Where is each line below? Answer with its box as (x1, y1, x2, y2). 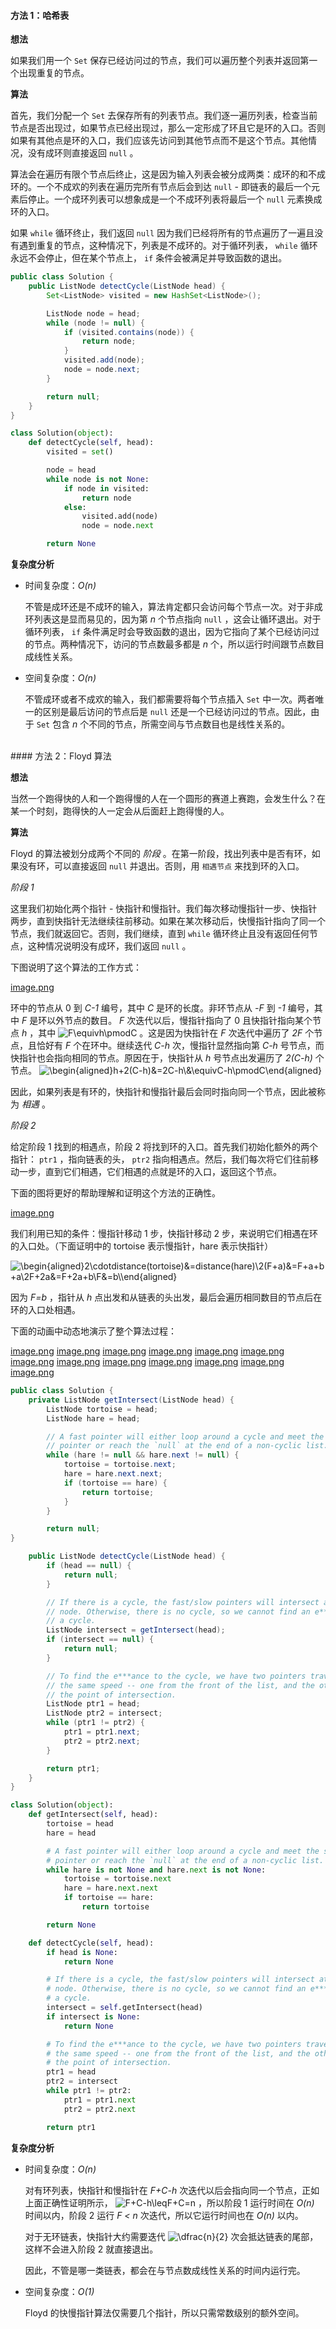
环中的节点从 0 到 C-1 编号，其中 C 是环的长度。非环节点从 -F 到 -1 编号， (10, 1002, 315, 1014)
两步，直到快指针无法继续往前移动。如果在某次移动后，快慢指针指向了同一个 (10, 915, 326, 927)
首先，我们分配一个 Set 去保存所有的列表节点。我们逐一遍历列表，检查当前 (10, 110, 318, 122)
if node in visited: (63, 483, 150, 494)
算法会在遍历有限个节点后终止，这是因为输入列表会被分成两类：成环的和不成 (10, 168, 326, 180)
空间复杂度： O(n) (24, 672, 97, 684)
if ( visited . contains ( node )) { (63, 327, 195, 337)
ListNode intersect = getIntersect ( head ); (46, 1625, 226, 1635)
